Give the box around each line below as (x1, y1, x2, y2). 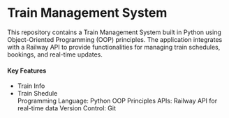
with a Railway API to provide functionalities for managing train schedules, (7, 43, 221, 51)
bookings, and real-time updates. (7, 50, 103, 59)
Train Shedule (17, 89, 58, 98)
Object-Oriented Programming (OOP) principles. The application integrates (7, 35, 223, 43)
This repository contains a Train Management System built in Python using (7, 28, 222, 36)
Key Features (7, 66, 47, 75)
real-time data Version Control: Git (17, 104, 117, 112)
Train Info (17, 82, 45, 90)
